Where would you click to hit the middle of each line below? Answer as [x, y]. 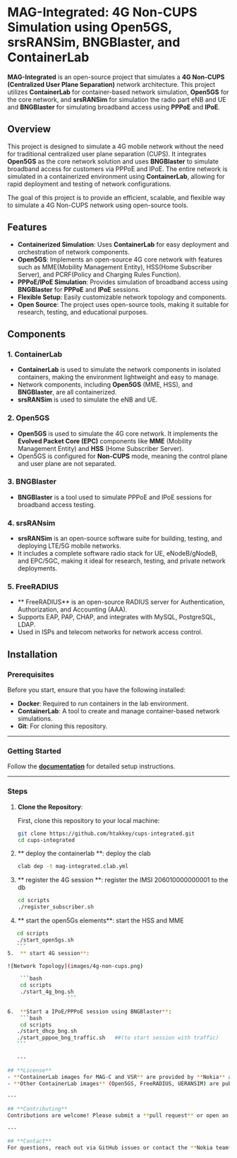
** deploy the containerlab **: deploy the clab [84, 853]
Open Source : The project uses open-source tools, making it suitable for [123, 304]
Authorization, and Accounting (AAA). [72, 609]
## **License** [30, 1070]
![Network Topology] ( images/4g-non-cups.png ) [75, 966]
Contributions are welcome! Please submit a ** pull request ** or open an [118, 1116]
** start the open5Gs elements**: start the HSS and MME [101, 920]
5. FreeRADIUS [33, 587]
